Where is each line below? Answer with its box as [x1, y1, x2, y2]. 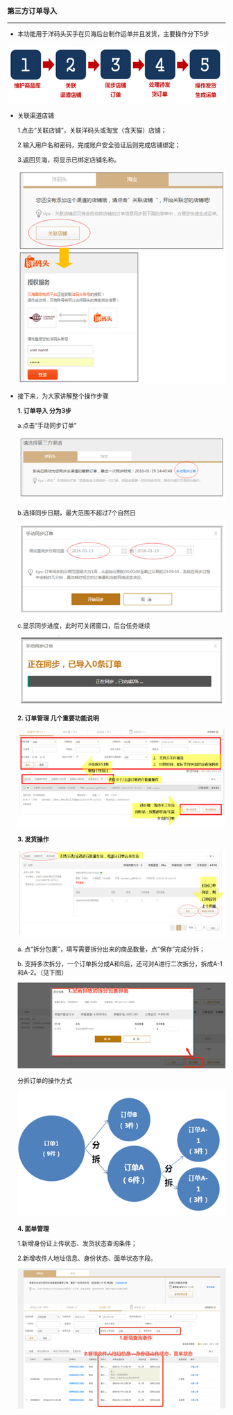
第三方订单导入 [7, 6, 58, 15]
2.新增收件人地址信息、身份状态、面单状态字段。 [17, 1254, 157, 1262]
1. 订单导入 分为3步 [17, 406, 71, 415]
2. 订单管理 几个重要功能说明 [17, 714, 99, 722]
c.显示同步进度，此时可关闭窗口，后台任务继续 [17, 622, 150, 630]
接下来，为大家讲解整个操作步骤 [17, 392, 109, 400]
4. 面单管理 [17, 1224, 50, 1232]
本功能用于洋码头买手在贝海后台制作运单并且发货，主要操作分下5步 [17, 30, 210, 38]
